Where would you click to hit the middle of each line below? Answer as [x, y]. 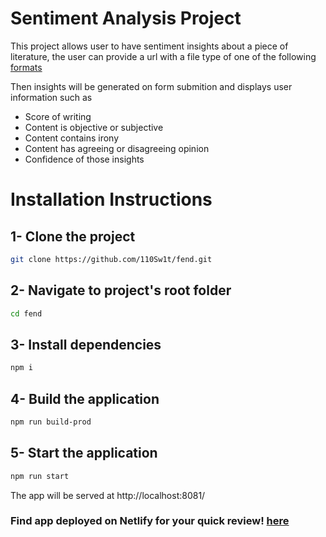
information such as [51, 97]
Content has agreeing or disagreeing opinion [117, 148]
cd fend [26, 313]
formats [26, 67]
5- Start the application [84, 453]
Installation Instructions [111, 199]
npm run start [40, 476]
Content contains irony [72, 138]
